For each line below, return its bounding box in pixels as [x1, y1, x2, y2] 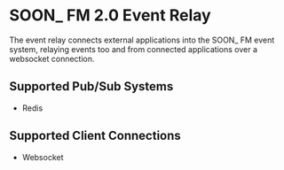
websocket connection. [9, 53, 95, 64]
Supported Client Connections [9, 128, 182, 143]
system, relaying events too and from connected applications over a [9, 43, 258, 54]
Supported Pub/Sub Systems [9, 79, 174, 94]
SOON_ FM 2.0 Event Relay [9, 5, 211, 26]
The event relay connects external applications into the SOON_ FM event [9, 35, 275, 45]
